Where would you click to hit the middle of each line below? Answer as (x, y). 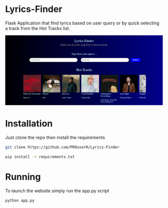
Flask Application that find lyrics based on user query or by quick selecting (82, 23)
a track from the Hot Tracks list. (38, 28)
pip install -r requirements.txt (40, 157)
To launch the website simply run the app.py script (57, 191)
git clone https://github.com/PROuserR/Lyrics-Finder (62, 147)
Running (23, 177)
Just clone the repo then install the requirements (55, 137)
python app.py (20, 201)
